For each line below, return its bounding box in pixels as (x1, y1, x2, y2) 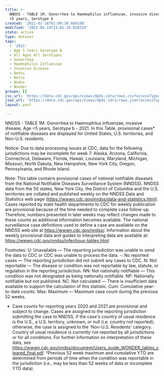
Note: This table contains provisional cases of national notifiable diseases (5, 175, 153, 181)
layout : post (5, 103, 32, 107)
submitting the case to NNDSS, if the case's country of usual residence (12, 313, 156, 319)
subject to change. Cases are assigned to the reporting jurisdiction (12, 309, 146, 314)
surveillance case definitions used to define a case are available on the (5, 222, 148, 228)
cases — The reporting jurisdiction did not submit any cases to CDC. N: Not (5, 257, 157, 263)
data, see (12, 340, 31, 345)
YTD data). (12, 366, 34, 371)
